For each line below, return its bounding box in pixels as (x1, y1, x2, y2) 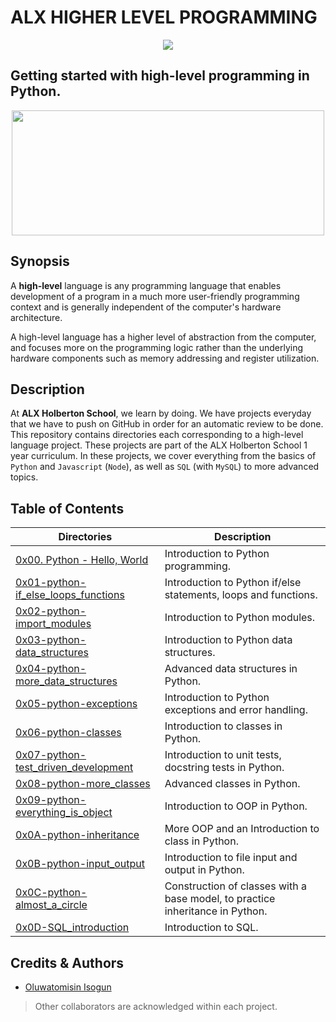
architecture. (10, 311, 63, 323)
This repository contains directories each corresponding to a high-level (10, 429, 304, 441)
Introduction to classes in (164, 719, 283, 733)
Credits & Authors (10, 954, 125, 971)
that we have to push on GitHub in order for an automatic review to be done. (10, 418, 324, 430)
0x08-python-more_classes (15, 777, 151, 791)
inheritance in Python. (164, 904, 268, 918)
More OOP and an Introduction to (164, 822, 320, 836)
